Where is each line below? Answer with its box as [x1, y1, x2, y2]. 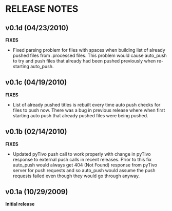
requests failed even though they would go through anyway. [12, 173, 140, 179]
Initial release [5, 201, 35, 207]
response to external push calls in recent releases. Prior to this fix [12, 156, 152, 162]
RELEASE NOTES [5, 3, 79, 15]
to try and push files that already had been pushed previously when [12, 58, 156, 64]
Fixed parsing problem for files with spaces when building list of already [12, 47, 165, 53]
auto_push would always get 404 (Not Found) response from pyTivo [12, 162, 158, 168]
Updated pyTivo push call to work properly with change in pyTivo [12, 151, 151, 157]
